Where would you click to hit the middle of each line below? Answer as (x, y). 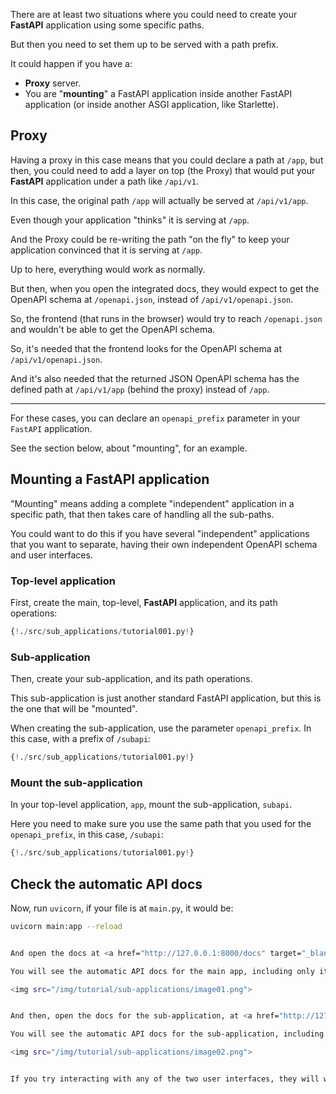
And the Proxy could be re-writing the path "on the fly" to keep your (150, 239)
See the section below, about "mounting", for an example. (129, 448)
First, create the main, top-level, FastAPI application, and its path (144, 602)
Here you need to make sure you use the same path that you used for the (161, 824)
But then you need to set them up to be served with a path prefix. (144, 44)
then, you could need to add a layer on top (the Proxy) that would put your (163, 170)
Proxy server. (53, 83)
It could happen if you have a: (71, 63)
